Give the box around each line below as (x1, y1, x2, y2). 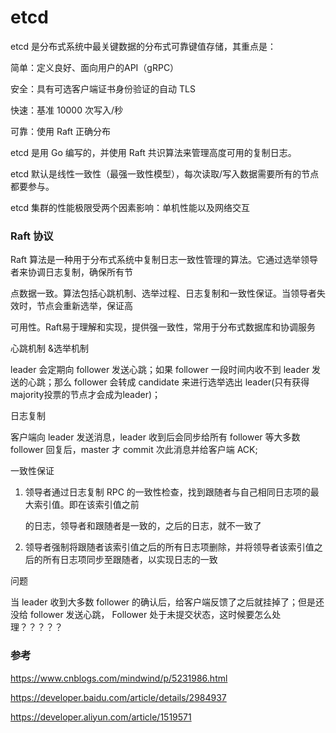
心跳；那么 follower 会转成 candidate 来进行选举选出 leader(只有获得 (27, 376, 310, 388)
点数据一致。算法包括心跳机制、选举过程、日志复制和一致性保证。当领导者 (10, 287, 317, 300)
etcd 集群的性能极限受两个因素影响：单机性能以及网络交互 (10, 201, 251, 213)
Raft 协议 (10, 229, 54, 243)
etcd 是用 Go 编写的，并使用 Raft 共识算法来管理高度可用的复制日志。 (10, 146, 297, 158)
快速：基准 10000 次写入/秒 (10, 104, 123, 116)
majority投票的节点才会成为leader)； (10, 389, 162, 401)
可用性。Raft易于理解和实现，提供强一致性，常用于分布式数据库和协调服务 (10, 321, 317, 333)
